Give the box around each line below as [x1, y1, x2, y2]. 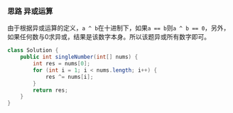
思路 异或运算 [7, 6, 53, 16]
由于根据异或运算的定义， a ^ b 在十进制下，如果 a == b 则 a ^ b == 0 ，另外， [7, 23, 230, 33]
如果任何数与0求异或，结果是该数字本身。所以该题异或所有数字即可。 [7, 33, 211, 41]
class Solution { [7, 47, 59, 54]
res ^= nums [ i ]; [45, 73, 94, 80]
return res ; [33, 87, 69, 94]
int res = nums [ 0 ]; [33, 60, 91, 68]
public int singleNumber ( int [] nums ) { [20, 53, 139, 61]
